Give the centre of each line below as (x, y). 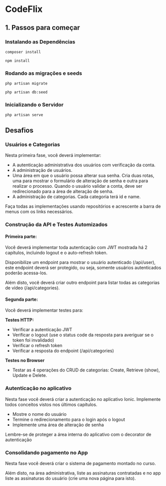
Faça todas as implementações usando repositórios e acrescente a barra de (83, 206)
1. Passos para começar (43, 28)
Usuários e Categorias (33, 144)
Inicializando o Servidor (34, 105)
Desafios (19, 130)
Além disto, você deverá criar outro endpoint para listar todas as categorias (83, 283)
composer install (23, 52)
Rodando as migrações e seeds (44, 73)
